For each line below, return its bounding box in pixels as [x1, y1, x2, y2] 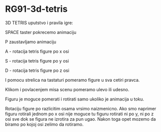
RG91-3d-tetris [5, 3, 68, 15]
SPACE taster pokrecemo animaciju [5, 29, 77, 35]
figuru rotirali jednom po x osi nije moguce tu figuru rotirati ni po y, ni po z [5, 111, 154, 117]
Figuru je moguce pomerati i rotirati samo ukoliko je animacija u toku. [5, 96, 144, 102]
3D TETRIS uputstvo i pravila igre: [5, 20, 74, 26]
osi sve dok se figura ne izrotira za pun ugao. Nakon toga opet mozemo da [5, 116, 156, 122]
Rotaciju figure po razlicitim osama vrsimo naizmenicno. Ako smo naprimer [5, 105, 157, 111]
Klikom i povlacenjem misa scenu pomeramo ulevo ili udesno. [5, 86, 130, 92]
